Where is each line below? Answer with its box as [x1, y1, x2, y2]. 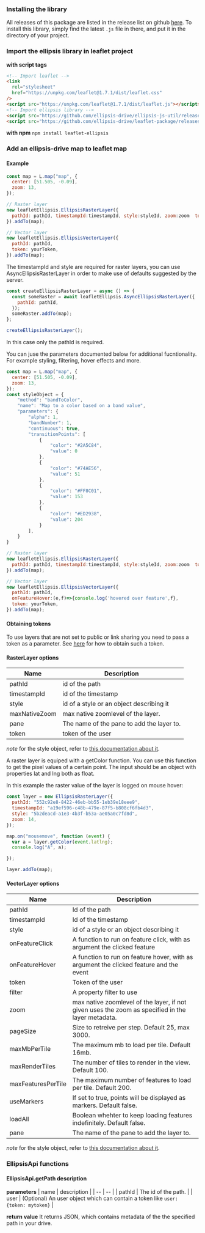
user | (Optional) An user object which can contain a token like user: [6, 1194, 178, 1202]
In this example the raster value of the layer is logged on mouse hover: [6, 782, 184, 789]
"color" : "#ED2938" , [49, 510, 103, 517]
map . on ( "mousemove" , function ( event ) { [6, 833, 111, 839]
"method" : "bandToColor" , [17, 397, 84, 403]
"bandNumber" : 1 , [28, 419, 72, 426]
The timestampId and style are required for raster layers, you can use [6, 263, 181, 270]
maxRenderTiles [9, 1062, 56, 1071]
